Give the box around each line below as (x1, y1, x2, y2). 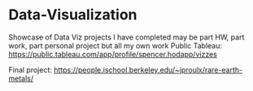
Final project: (8, 64, 53, 74)
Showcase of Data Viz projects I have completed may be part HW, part (8, 32, 245, 42)
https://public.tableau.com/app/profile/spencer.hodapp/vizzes (8, 49, 217, 59)
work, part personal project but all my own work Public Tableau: (8, 40, 222, 50)
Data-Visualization (8, 6, 137, 24)
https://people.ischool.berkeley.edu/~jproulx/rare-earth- (54, 64, 242, 74)
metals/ (8, 73, 34, 83)
